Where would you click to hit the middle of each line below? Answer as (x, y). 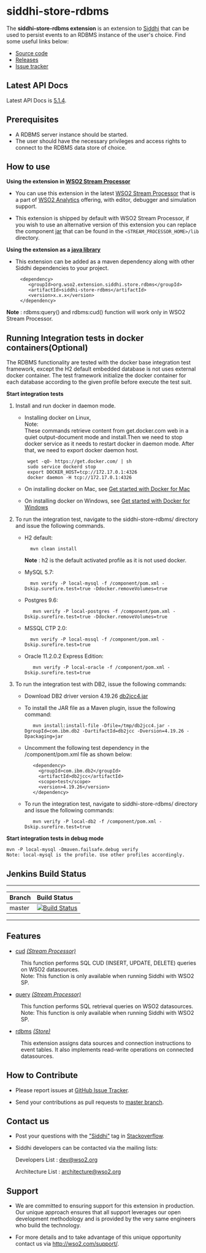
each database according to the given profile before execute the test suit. (99, 382)
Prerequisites (32, 120)
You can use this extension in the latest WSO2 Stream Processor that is (105, 193)
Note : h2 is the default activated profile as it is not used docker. (105, 560)
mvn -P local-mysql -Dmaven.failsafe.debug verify (72, 850)
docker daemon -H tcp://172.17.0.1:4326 (79, 478)
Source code (31, 53)
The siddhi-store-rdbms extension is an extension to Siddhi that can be (98, 28)
